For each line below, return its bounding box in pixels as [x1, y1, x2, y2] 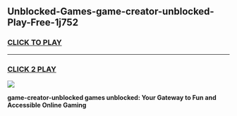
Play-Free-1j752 [7, 17, 79, 29]
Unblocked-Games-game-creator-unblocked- [7, 6, 214, 18]
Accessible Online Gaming [7, 101, 87, 109]
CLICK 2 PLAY [7, 64, 56, 74]
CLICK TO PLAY [7, 38, 62, 48]
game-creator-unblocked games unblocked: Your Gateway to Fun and [7, 93, 217, 101]
